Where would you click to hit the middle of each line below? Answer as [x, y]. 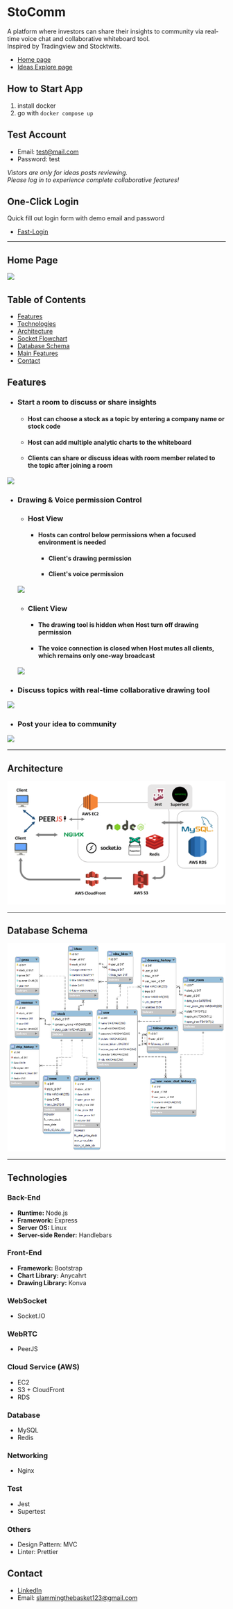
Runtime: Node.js [42, 1213]
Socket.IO [31, 1316]
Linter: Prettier [38, 1551]
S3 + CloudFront [41, 1389]
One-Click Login [43, 201]
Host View [45, 518]
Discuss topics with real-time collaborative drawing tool [113, 690]
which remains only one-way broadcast [96, 656]
